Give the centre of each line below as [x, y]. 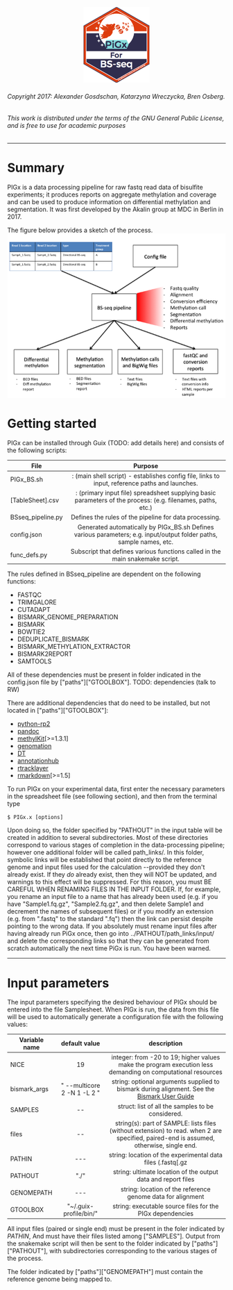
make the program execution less [166, 1065]
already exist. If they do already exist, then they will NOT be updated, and [112, 875]
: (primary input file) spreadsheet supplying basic [146, 493]
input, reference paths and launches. [146, 483]
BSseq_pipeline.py [36, 518]
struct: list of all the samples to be [165, 1106]
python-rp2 [34, 724]
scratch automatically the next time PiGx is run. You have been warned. [109, 948]
